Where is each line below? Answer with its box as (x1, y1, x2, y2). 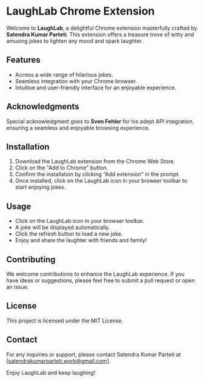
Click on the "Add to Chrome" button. (15, 164, 108, 171)
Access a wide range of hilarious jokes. (15, 71, 113, 78)
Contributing (6, 254, 56, 265)
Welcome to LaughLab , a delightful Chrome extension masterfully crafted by (6, 24, 198, 32)
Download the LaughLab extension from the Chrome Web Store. (15, 158, 176, 165)
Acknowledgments (6, 101, 80, 112)
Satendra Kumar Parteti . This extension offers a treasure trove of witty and (6, 30, 195, 38)
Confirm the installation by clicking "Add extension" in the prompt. (15, 171, 181, 178)
